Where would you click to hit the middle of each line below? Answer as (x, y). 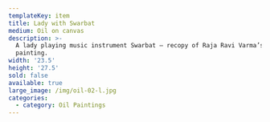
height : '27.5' (34, 68)
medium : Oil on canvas (46, 31)
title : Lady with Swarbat (51, 23)
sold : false (28, 75)
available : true (35, 83)
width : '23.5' (32, 61)
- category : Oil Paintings (61, 105)
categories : (28, 98)
